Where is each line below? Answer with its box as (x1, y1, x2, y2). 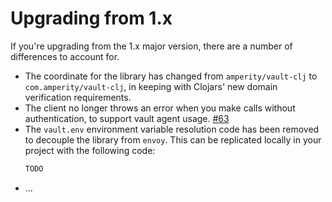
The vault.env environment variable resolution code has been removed (24, 123, 320, 135)
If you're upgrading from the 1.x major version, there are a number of (10, 40, 293, 52)
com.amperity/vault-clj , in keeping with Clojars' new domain (24, 80, 278, 92)
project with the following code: (24, 144, 156, 156)
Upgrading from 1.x (10, 7, 173, 30)
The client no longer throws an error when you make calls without (24, 102, 296, 114)
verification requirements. (24, 91, 132, 103)
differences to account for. (10, 50, 120, 62)
